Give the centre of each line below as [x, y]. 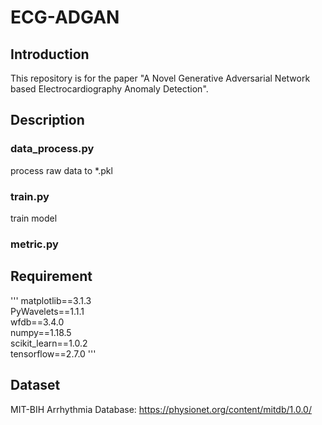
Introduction [50, 54]
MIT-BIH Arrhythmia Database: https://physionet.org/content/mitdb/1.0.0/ [161, 409]
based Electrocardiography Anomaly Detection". [109, 89]
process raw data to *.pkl [61, 170]
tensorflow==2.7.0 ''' [53, 353]
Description [47, 120]
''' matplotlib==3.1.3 [51, 300]
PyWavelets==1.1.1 [47, 311]
